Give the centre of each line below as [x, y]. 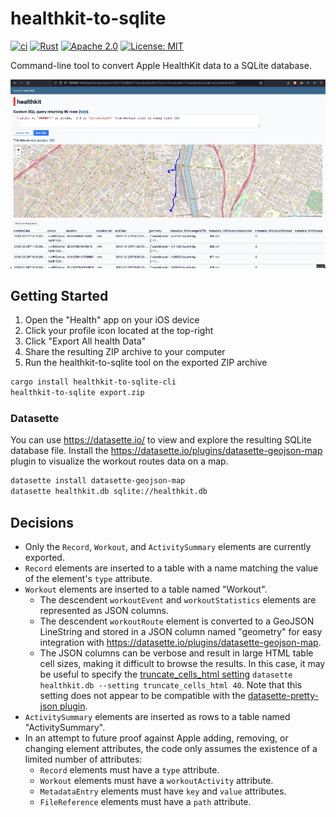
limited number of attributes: [83, 759]
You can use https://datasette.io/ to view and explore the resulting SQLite [161, 440]
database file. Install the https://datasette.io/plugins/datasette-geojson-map [166, 451]
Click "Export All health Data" [85, 341]
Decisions [42, 522]
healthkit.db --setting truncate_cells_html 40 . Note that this [171, 684]
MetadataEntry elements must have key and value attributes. [163, 791]
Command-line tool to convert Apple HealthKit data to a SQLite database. [161, 65]
